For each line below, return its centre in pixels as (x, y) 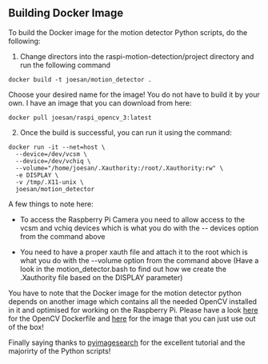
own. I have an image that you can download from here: (100, 102)
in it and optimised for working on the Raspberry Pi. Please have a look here (133, 310)
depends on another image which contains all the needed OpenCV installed (133, 301)
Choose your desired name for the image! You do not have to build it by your (134, 94)
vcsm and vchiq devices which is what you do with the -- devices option (139, 228)
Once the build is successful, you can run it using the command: (126, 132)
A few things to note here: (51, 204)
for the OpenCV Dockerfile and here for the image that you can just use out (132, 318)
